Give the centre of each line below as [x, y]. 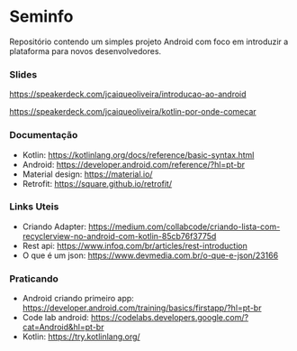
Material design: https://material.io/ [87, 174]
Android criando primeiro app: [78, 299]
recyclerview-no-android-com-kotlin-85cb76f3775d [119, 236]
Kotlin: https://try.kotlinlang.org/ [81, 337]
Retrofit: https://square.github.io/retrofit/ [97, 183]
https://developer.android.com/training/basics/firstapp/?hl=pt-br [142, 308]
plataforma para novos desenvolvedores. [85, 51]
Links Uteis [34, 207]
